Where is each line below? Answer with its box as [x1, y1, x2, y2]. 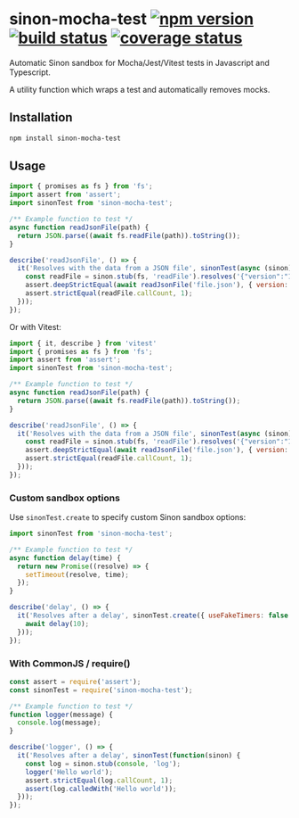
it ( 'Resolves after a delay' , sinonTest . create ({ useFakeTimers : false [17, 611, 289, 620]
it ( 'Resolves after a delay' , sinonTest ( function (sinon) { [17, 751, 241, 760]
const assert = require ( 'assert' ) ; [9, 677, 141, 686]
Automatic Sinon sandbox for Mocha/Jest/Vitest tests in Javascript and [9, 57, 270, 68]
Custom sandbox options [9, 492, 120, 504]
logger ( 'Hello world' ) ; [25, 767, 114, 776]
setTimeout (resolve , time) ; [25, 570, 129, 579]
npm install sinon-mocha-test [9, 134, 122, 143]
